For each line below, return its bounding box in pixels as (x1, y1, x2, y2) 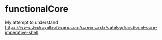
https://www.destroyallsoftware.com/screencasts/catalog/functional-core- (5, 24, 158, 30)
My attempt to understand (5, 19, 58, 25)
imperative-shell (5, 29, 39, 35)
